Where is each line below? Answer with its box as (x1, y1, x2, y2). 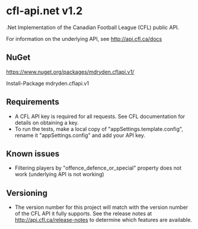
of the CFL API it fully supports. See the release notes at (14, 210, 152, 217)
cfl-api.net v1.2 (6, 4, 83, 18)
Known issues (6, 148, 60, 158)
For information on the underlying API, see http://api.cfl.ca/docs (6, 35, 162, 42)
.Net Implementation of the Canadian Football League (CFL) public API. (6, 24, 180, 31)
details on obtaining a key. (14, 119, 79, 126)
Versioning (6, 188, 47, 198)
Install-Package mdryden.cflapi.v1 (6, 79, 90, 87)
